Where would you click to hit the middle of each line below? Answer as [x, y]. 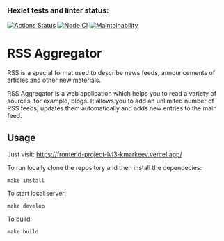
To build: [20, 219]
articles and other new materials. [54, 80]
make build [23, 232]
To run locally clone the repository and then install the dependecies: [105, 168]
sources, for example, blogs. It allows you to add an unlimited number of [111, 101]
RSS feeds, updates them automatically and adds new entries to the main [112, 108]
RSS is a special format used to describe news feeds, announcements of [111, 73]
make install [26, 181]
